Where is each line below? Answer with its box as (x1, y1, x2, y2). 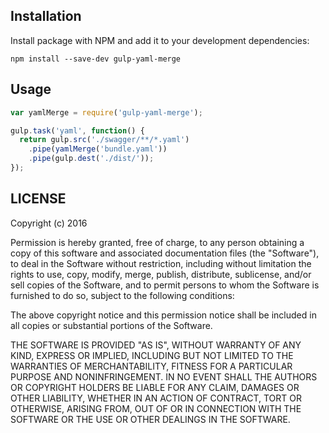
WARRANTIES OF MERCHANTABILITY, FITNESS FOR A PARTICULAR (10, 360, 293, 372)
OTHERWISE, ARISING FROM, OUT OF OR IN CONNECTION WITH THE (10, 402, 302, 414)
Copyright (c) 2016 (10, 217, 88, 229)
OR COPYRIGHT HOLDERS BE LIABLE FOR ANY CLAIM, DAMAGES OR (10, 381, 300, 393)
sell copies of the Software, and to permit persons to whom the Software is (10, 279, 320, 291)
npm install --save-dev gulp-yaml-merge (10, 54, 182, 64)
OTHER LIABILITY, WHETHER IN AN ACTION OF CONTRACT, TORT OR (10, 392, 302, 404)
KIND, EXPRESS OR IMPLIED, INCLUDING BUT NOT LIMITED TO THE (10, 349, 294, 361)
